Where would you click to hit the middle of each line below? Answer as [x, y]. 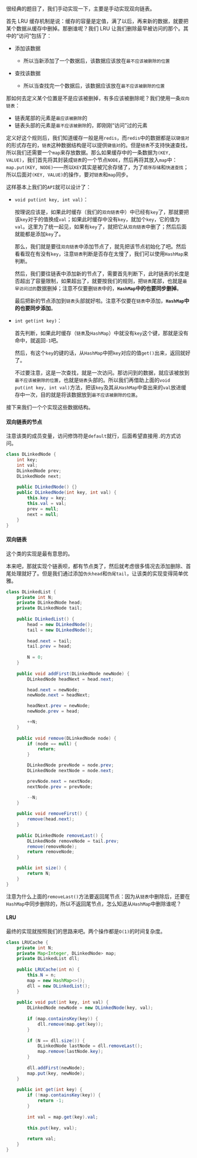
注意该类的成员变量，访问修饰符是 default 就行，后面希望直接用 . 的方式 [91, 436]
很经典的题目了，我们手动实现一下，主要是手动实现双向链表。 [81, 9]
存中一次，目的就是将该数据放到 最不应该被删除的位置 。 [77, 395]
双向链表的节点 [24, 422]
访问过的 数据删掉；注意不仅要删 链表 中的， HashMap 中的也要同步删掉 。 [101, 288]
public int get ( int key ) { [50, 1090]
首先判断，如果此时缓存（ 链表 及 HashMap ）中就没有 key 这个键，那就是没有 [101, 333]
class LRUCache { [27, 942]
